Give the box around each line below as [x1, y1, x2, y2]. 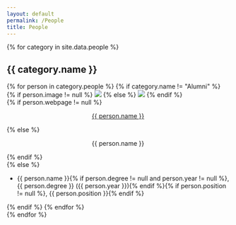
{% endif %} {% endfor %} [6, 203, 85, 212]
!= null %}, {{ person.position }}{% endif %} [16, 189, 145, 198]
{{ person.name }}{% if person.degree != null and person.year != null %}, [16, 174, 230, 183]
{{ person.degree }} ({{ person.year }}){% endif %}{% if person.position [16, 182, 227, 190]
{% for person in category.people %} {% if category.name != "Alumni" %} [6, 82, 220, 91]
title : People [6, 23, 49, 30]
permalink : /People [6, 17, 64, 24]
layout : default [6, 10, 54, 18]
